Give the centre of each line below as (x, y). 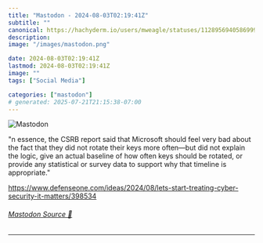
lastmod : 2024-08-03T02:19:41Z (59, 66)
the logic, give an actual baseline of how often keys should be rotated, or (125, 156)
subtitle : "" (29, 23)
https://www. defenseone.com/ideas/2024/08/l (83, 188)
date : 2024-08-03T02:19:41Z (54, 59)
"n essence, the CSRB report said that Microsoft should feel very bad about (130, 140)
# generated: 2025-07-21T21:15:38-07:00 (75, 102)
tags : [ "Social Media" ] (47, 80)
